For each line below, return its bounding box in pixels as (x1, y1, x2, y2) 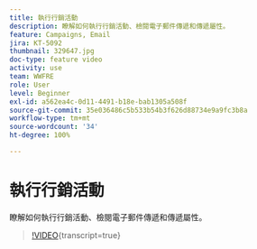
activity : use (9, 64, 63, 73)
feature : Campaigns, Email (9, 30, 111, 39)
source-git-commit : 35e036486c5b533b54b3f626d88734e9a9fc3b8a (9, 106, 248, 115)
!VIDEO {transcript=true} (31, 229, 122, 240)
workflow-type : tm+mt (9, 114, 91, 123)
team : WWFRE (9, 72, 54, 81)
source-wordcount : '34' (9, 123, 99, 132)
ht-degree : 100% (9, 131, 70, 140)
